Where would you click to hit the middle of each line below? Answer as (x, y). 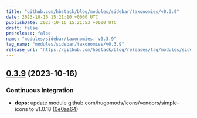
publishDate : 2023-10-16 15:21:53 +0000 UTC (61, 22)
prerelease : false (28, 33)
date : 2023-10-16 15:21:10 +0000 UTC (52, 17)
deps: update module (41, 103)
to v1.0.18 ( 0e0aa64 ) (54, 109)
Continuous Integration (40, 90)
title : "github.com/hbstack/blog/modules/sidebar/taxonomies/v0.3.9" (93, 11)
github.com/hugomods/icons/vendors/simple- (124, 103)
